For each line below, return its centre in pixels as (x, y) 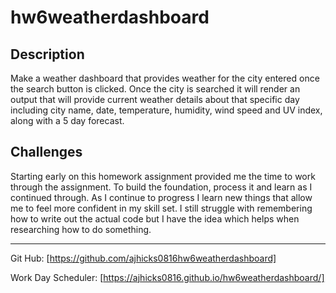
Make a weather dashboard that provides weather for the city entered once (165, 78)
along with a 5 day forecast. (67, 120)
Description (47, 54)
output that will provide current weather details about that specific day (155, 99)
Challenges (46, 152)
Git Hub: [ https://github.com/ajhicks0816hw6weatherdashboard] (143, 258)
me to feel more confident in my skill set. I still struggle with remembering (161, 208)
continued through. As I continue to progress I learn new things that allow (161, 197)
